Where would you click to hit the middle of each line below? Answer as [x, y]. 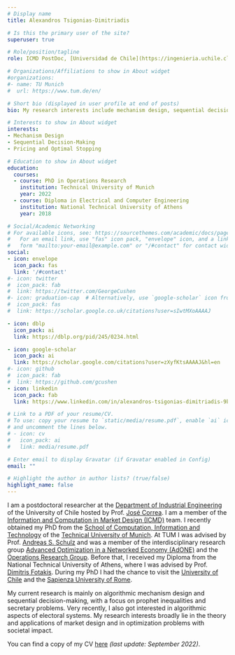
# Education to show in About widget [62, 161]
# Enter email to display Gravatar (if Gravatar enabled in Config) [109, 459]
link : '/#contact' [41, 272]
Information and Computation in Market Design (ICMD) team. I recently [109, 520]
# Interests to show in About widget [62, 123]
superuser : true [31, 39]
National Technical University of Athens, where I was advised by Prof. [107, 565]
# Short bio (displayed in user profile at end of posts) [93, 103]
